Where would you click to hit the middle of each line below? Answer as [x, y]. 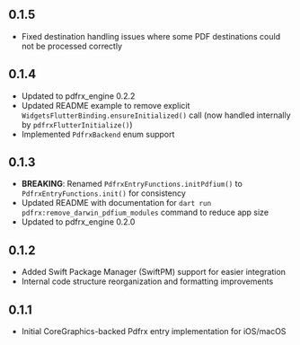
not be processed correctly [72, 46]
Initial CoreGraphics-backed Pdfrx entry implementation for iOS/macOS [154, 332]
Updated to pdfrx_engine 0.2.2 [78, 96]
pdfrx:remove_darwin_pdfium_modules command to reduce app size [145, 212]
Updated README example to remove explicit [106, 105]
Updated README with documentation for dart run [116, 203]
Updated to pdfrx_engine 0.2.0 [78, 222]
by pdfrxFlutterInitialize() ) [77, 124]
